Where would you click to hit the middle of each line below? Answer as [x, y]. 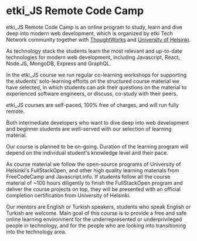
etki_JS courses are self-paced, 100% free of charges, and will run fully [92, 105]
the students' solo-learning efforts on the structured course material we [93, 81]
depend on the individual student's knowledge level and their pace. [87, 153]
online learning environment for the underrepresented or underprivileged [94, 219]
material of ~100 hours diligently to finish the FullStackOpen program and [94, 183]
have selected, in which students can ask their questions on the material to [96, 87]
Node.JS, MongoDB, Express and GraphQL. [59, 63]
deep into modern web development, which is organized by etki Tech [89, 33]
